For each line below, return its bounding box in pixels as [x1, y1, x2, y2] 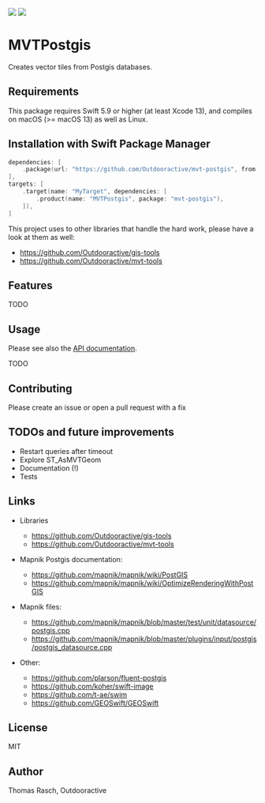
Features [8, 279, 53, 292]
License [8, 721, 48, 734]
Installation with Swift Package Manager [8, 137, 211, 151]
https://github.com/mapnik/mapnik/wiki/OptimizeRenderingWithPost [31, 578, 254, 587]
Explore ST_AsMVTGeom [19, 455, 102, 464]
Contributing [8, 381, 73, 395]
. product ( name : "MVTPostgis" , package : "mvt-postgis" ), [36, 194, 224, 203]
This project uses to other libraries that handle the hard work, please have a [8, 223, 254, 233]
